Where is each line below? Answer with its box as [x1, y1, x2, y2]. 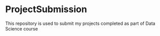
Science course [5, 25, 38, 31]
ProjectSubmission [5, 4, 87, 15]
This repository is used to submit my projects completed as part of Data [5, 20, 156, 26]
